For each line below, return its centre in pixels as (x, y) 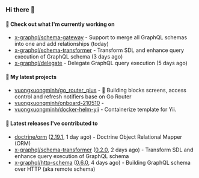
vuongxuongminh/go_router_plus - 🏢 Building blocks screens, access (100, 91)
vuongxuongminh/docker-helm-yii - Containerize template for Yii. (95, 110)
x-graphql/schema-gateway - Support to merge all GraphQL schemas (101, 37)
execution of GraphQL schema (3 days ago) (69, 57)
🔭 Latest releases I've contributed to (52, 123)
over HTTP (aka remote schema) (55, 169)
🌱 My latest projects (31, 77)
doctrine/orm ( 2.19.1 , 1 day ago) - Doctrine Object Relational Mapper (98, 137)
